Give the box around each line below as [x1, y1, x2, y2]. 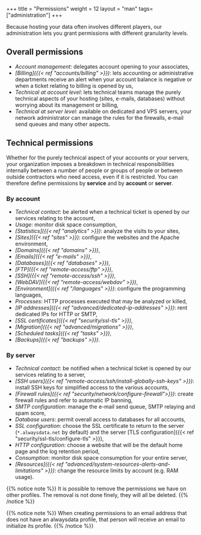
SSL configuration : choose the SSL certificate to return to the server [14, 422, 185, 430]
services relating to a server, [14, 371, 86, 379]
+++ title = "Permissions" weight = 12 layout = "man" [6, 5, 138, 12]
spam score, [14, 409, 46, 417]
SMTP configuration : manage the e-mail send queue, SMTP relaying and [14, 403, 196, 410]
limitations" [14, 467, 43, 474]
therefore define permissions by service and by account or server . [6, 179, 173, 187]
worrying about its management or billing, [14, 101, 119, 108]
